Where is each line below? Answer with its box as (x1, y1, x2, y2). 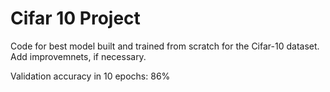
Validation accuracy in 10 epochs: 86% (10, 70, 171, 82)
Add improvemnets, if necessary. (10, 50, 147, 62)
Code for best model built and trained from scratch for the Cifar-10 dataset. (10, 40, 320, 52)
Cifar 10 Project (10, 7, 141, 30)
